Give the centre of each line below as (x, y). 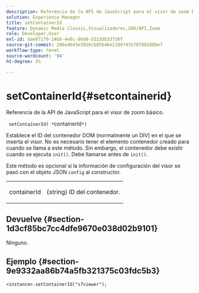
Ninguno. (17, 243)
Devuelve (24, 219)
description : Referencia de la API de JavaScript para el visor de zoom (98, 12)
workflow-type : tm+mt (33, 51)
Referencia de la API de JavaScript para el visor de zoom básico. (85, 112)
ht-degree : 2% (24, 61)
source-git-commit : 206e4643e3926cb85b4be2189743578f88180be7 (84, 45)
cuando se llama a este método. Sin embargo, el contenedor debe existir (95, 148)
